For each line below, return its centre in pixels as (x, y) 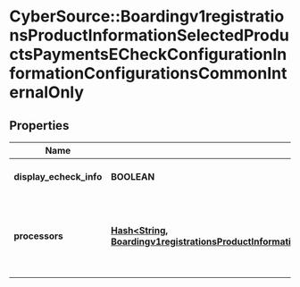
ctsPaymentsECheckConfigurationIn (148, 55)
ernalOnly (47, 93)
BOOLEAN (133, 177)
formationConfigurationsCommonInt (148, 74)
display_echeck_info (58, 177)
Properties (39, 126)
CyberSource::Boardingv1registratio (147, 17)
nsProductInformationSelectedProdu (150, 35)
